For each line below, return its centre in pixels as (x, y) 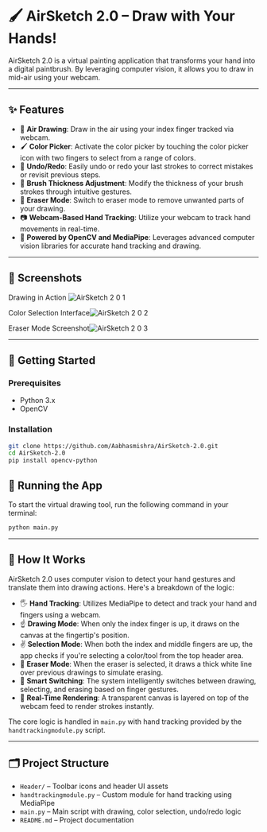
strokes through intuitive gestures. (76, 192)
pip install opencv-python (53, 461)
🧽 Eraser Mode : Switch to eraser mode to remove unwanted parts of (132, 199)
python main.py (33, 527)
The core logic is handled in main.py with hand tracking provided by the (125, 722)
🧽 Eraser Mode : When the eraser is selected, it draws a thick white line (136, 664)
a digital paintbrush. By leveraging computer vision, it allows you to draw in (131, 68)
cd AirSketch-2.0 (37, 453)
